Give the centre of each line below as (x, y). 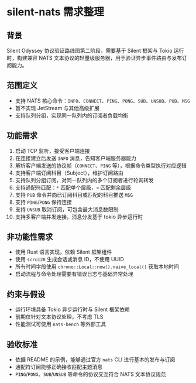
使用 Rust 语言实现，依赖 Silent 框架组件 (63, 252)
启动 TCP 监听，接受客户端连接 (52, 151)
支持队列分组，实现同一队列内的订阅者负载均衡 (71, 115)
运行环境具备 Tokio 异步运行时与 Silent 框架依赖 (73, 310)
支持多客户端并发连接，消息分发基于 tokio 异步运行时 (79, 217)
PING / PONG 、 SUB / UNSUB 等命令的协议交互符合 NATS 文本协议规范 (90, 374)
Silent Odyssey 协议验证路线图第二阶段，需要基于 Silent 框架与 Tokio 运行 (95, 51)
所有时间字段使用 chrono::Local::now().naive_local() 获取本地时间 (97, 266)
